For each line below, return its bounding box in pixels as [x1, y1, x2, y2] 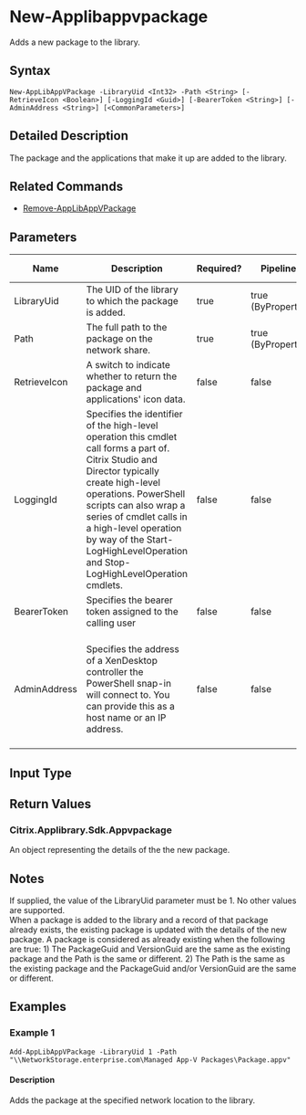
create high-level [86, 477, 161, 489]
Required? [196, 262, 242, 275]
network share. [86, 344, 151, 357]
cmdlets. [86, 579, 123, 592]
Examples [9, 999, 66, 1015]
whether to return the [86, 370, 178, 383]
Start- [146, 533, 174, 546]
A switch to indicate [86, 359, 171, 372]
